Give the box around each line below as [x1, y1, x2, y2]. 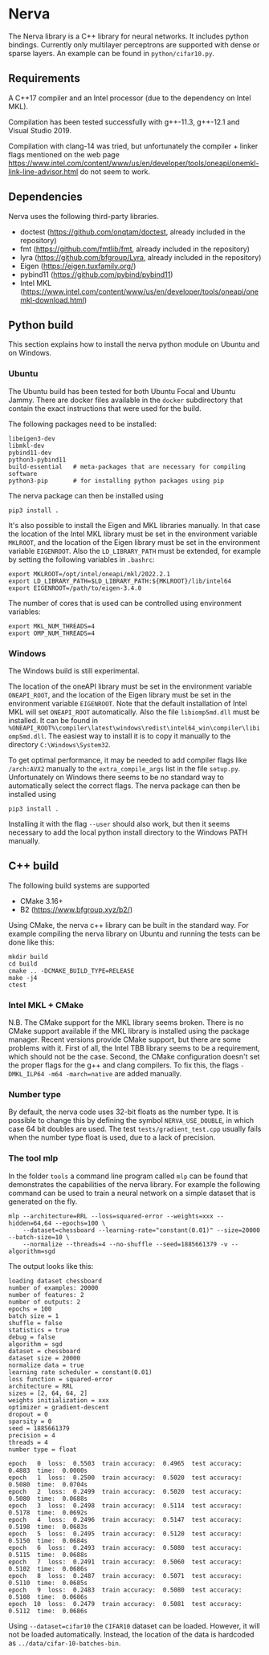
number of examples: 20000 [8, 1283, 99, 1292]
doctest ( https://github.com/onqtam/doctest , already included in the [19, 226, 246, 237]
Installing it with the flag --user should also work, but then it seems [8, 819, 230, 828]
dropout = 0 [8, 1410, 48, 1418]
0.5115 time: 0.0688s [8, 1551, 88, 1559]
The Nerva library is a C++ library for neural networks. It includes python [8, 31, 249, 41]
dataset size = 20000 [8, 1354, 81, 1362]
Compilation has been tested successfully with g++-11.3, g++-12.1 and [8, 117, 240, 127]
